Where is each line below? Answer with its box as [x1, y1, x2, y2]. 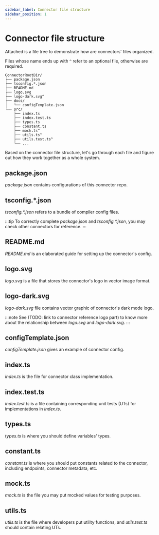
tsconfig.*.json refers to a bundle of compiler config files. [5, 209, 119, 215]
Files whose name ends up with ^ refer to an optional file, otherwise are [5, 58, 148, 64]
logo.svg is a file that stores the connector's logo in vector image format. [5, 277, 151, 283]
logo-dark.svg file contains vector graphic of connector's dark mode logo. [5, 305, 154, 311]
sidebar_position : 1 [5, 12, 47, 17]
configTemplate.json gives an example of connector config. [5, 347, 124, 353]
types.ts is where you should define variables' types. [5, 433, 111, 439]
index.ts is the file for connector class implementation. [5, 374, 114, 379]
